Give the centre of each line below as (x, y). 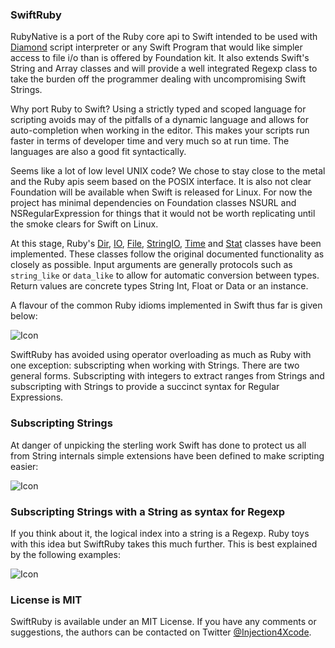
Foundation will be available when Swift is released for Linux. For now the (161, 192)
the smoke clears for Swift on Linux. (84, 224)
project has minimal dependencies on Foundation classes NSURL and (153, 203)
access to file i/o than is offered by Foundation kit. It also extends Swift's (160, 58)
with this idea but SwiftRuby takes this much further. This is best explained (164, 544)
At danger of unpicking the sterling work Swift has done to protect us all (158, 445)
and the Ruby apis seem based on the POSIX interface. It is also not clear (161, 182)
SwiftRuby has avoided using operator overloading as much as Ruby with (161, 355)
